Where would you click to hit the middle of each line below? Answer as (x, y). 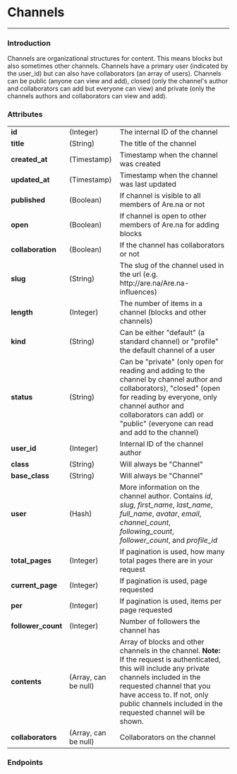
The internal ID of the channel (169, 131)
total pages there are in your (166, 561)
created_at (29, 159)
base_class (30, 476)
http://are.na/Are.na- (154, 283)
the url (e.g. (139, 274)
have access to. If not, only (164, 695)
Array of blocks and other (162, 642)
